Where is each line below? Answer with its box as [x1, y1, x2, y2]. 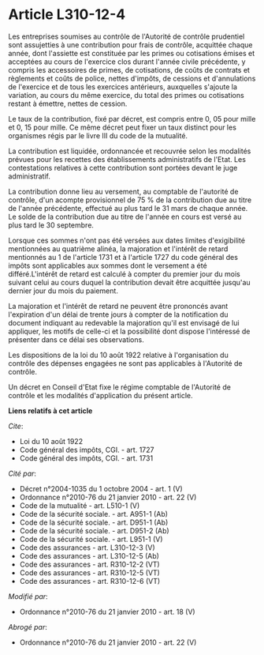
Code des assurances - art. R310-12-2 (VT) [19, 559, 160, 569]
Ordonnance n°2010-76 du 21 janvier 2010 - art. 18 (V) [19, 607, 195, 616]
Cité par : [8, 469, 37, 478]
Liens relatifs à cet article [8, 405, 93, 416]
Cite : [8, 421, 24, 431]
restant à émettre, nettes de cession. [8, 99, 128, 108]
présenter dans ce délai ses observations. [8, 334, 144, 344]
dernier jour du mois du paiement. [8, 286, 118, 296]
